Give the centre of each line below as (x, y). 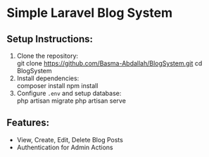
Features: (28, 123)
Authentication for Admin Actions (65, 147)
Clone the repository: (47, 56)
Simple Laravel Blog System (90, 13)
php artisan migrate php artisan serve (71, 101)
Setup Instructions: (50, 39)
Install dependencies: (48, 78)
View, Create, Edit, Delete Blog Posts (70, 139)
